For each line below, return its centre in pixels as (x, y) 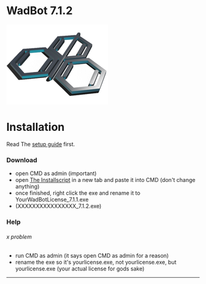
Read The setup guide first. (41, 144)
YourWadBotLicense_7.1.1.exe (52, 200)
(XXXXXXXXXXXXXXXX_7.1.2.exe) (58, 206)
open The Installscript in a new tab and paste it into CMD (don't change (105, 180)
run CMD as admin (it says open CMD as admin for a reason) (92, 256)
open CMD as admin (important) (56, 173)
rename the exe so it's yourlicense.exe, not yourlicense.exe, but (96, 262)
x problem (19, 237)
